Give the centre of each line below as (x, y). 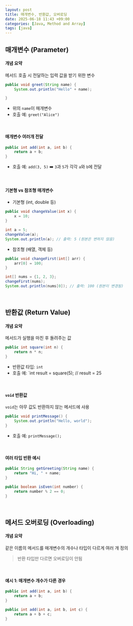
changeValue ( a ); (22, 234)
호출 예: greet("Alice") (36, 114)
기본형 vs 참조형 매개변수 (29, 190)
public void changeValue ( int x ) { (41, 212)
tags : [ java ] (19, 28)
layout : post (19, 10)
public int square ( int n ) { (34, 348)
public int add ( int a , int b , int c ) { (46, 610)
